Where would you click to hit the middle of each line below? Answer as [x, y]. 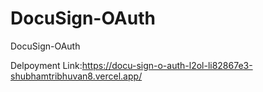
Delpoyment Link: [46, 65]
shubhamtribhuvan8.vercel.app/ [76, 76]
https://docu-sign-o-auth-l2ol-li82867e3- [167, 65]
